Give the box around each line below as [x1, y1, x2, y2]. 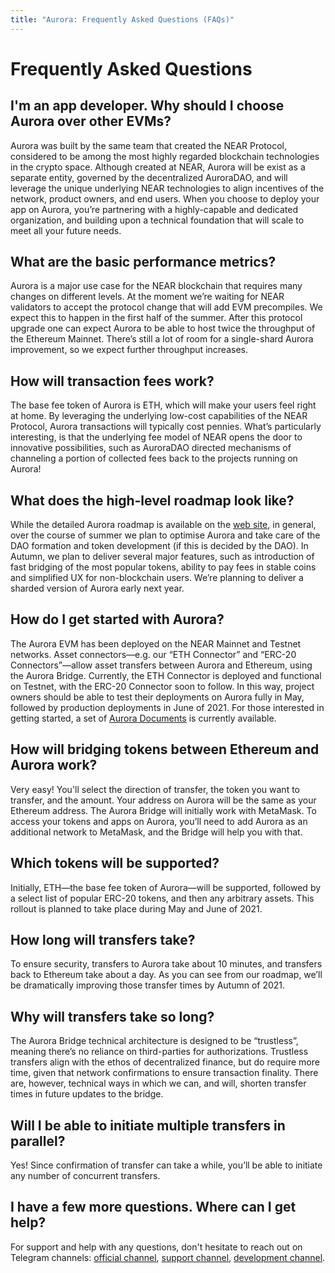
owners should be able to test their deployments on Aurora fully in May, [10, 691, 305, 703]
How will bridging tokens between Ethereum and [10, 741, 320, 758]
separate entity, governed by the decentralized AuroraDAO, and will [10, 171, 288, 183]
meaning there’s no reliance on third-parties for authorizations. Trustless [10, 1046, 309, 1058]
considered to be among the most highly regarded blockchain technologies [10, 150, 320, 162]
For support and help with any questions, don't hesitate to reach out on [10, 1241, 303, 1253]
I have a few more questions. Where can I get [10, 1199, 297, 1216]
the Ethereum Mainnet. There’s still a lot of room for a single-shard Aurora [10, 333, 314, 345]
